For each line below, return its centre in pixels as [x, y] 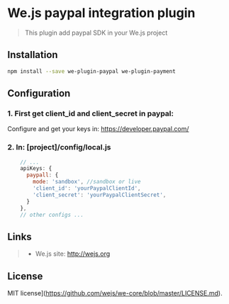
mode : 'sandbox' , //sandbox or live [87, 182]
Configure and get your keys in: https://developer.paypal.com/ [98, 129]
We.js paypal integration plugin [101, 13]
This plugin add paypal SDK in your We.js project [96, 33]
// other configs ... [52, 215]
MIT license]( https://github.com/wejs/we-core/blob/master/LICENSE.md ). [115, 293]
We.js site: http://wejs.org [73, 254]
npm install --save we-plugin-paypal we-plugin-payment [91, 71]
